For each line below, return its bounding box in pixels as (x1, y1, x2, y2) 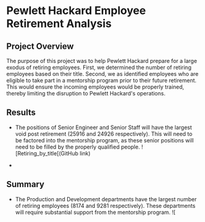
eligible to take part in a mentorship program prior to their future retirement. (6, 77, 197, 84)
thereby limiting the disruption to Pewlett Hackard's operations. (6, 90, 166, 97)
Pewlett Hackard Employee (6, 4, 146, 18)
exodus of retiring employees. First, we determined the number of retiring (6, 64, 192, 71)
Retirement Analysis (6, 17, 112, 31)
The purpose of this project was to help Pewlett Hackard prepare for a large (6, 57, 198, 64)
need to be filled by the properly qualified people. (15, 143, 140, 150)
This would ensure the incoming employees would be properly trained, (6, 83, 185, 91)
